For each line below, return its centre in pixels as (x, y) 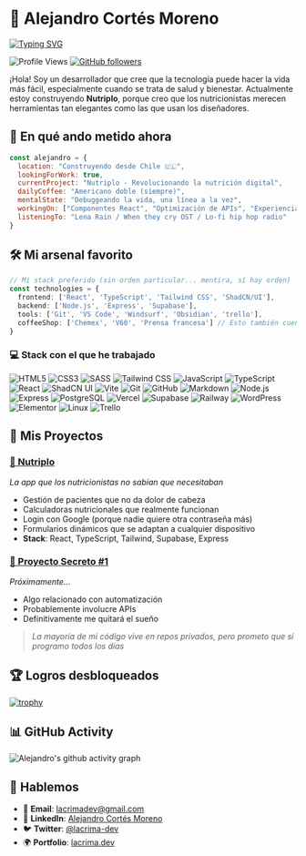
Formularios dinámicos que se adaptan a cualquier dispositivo (139, 528)
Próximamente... (40, 581)
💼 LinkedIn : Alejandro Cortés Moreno (92, 819)
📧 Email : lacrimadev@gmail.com (83, 809)
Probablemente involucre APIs (79, 608)
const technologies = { (55, 289)
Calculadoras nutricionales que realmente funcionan (121, 509)
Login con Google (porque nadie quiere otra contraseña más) (138, 519)
